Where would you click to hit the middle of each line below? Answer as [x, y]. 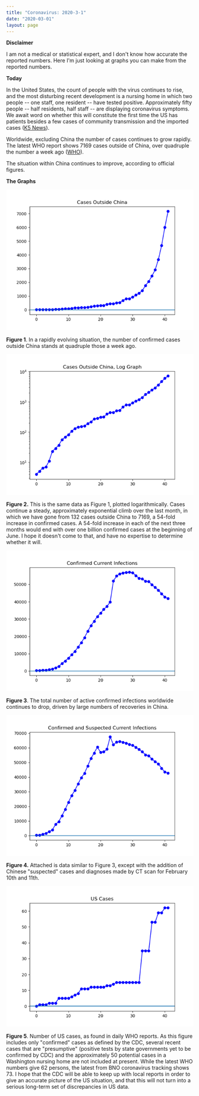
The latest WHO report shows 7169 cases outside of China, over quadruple [98, 146]
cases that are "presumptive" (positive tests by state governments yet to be [99, 1049]
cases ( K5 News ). [28, 128]
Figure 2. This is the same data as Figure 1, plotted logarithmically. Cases [96, 504]
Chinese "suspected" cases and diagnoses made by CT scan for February [97, 872]
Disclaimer [20, 43]
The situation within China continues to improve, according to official [90, 164]
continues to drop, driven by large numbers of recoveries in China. [88, 707]
